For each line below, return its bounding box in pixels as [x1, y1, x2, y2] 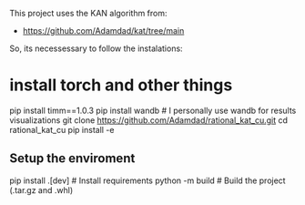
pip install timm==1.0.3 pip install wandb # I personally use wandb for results [9, 105, 297, 116]
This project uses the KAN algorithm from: [9, 8, 168, 18]
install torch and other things [9, 75, 233, 96]
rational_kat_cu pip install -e [9, 124, 115, 135]
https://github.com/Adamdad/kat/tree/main [22, 26, 185, 36]
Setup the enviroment [9, 150, 136, 167]
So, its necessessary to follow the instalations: [9, 43, 184, 54]
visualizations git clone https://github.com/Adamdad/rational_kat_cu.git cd [9, 114, 289, 126]
